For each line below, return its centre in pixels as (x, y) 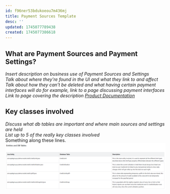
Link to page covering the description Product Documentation (70, 95)
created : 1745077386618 (31, 32)
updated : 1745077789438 (31, 27)
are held (14, 129)
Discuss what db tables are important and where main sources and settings (85, 124)
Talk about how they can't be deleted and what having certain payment (81, 85)
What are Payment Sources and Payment (72, 54)
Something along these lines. (36, 140)
